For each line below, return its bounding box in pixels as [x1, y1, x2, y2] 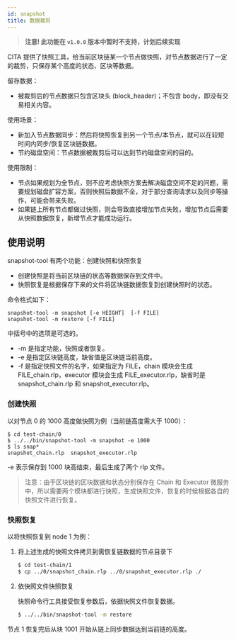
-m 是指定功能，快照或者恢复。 [17, 344, 109, 353]
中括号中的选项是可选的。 [7, 329, 82, 337]
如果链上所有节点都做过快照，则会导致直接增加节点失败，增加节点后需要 [17, 205, 228, 213]
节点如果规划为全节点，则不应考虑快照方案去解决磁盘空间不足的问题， [17, 178, 223, 186]
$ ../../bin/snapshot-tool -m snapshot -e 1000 [7, 437, 151, 444]
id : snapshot [7, 10, 46, 18]
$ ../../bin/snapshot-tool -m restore [17, 611, 132, 618]
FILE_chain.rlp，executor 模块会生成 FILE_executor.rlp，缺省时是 [17, 371, 206, 379]
